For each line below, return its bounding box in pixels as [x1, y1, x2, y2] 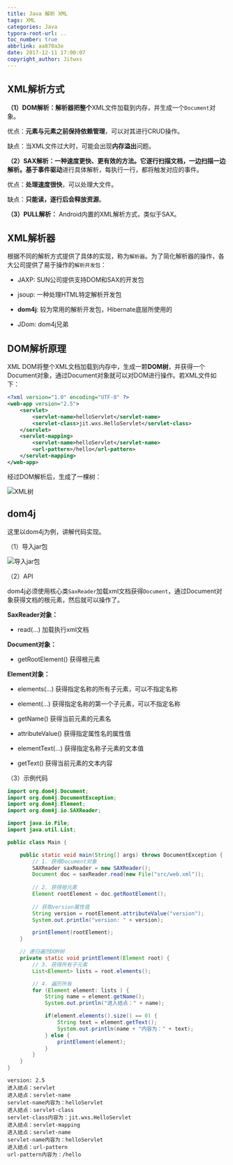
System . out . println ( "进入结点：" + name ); [44, 1000, 165, 1007]
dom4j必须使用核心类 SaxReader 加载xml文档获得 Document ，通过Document [7, 586, 216, 595]
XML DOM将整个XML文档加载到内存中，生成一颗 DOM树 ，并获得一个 [7, 363, 206, 371]
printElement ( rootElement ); [32, 929, 114, 936]
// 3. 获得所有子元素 [32, 961, 88, 968]
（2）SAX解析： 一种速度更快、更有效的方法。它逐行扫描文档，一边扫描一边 [7, 157, 226, 165]
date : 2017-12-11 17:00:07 [7, 50, 86, 57]
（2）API [7, 572, 33, 580]
